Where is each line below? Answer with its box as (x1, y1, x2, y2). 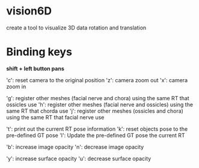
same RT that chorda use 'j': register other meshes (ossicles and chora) (6, 107, 183, 115)
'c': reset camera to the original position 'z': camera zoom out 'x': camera (6, 76, 188, 83)
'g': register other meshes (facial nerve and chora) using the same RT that (6, 94, 189, 101)
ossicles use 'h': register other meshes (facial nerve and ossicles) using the (6, 101, 194, 108)
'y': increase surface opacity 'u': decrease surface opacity (6, 155, 152, 162)
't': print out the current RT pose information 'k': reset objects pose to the (6, 125, 188, 133)
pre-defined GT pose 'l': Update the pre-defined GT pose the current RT (6, 131, 185, 139)
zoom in (6, 83, 26, 90)
